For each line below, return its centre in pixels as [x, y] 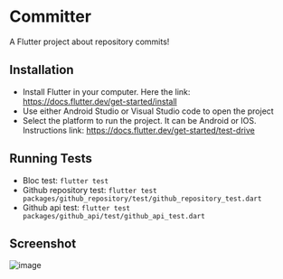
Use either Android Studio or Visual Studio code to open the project [148, 111]
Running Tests [51, 158]
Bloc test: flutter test [66, 180]
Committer [51, 17]
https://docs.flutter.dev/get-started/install [100, 101]
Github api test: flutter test [76, 207]
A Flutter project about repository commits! [90, 42]
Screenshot [43, 243]
